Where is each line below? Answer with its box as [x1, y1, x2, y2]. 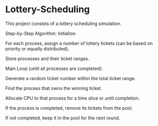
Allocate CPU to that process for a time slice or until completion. [5, 95, 140, 101]
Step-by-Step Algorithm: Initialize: [5, 30, 76, 36]
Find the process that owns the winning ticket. [5, 85, 102, 91]
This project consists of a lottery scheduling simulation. [5, 20, 121, 27]
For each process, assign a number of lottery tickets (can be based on [5, 40, 153, 46]
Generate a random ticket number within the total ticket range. [5, 75, 136, 81]
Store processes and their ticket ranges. [5, 55, 90, 62]
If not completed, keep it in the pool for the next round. [5, 115, 120, 121]
